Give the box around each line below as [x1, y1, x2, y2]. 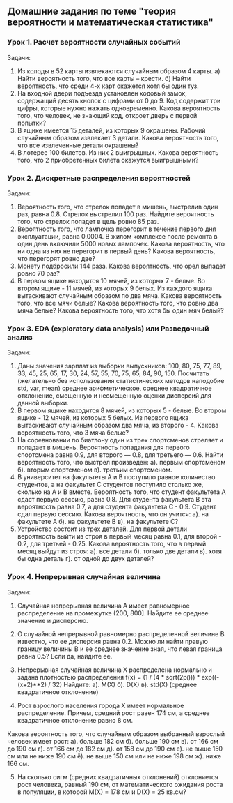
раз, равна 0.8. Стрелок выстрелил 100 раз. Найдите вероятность [17, 209, 214, 218]
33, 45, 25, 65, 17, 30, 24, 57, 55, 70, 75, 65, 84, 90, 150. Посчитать [17, 369, 210, 377]
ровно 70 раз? [17, 269, 61, 278]
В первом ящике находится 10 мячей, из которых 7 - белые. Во [17, 276, 205, 285]
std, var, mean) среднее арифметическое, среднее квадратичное [17, 384, 212, 393]
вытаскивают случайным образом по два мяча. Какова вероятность [17, 291, 223, 299]
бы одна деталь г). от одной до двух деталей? [17, 555, 154, 563]
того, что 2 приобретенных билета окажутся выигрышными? [17, 156, 199, 164]
